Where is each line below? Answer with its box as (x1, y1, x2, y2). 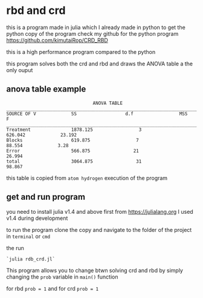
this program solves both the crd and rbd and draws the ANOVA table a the (6, 60, 193, 67)
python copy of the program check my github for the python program (6, 30, 179, 37)
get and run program (6, 192, 86, 202)
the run (6, 244, 24, 251)
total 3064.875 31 (6, 158, 142, 164)
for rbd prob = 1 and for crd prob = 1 (6, 285, 99, 292)
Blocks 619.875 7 (6, 137, 139, 143)
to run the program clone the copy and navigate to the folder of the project (6, 226, 192, 233)
